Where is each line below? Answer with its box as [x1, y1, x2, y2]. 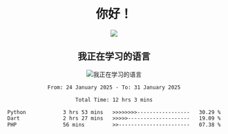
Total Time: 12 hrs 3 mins [75, 96, 153, 103]
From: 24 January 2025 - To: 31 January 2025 [47, 84, 181, 91]
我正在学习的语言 [77, 51, 151, 63]
